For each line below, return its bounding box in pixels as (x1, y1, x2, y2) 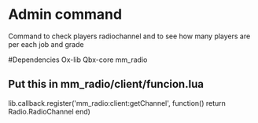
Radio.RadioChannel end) (8, 107, 90, 116)
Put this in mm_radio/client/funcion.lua (8, 78, 205, 91)
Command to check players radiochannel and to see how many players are (8, 31, 251, 41)
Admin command (8, 5, 123, 24)
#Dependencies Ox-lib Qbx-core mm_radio (8, 55, 148, 64)
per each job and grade (8, 39, 84, 49)
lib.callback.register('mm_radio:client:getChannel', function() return (8, 98, 227, 107)
